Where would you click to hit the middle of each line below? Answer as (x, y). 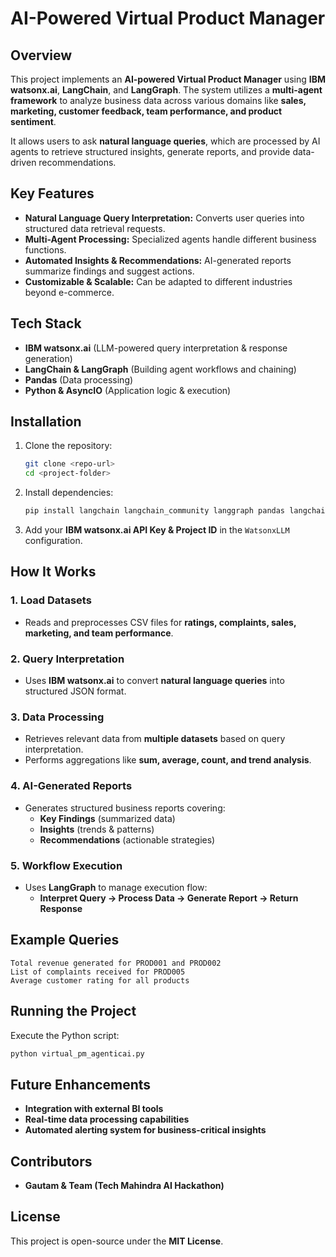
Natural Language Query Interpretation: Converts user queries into (164, 218)
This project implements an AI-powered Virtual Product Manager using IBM (168, 79)
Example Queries (65, 940)
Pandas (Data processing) (79, 379)
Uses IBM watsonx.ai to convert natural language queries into (154, 681)
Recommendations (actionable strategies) (127, 839)
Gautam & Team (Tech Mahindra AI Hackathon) (124, 1186)
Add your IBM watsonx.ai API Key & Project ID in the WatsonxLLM (157, 530)
